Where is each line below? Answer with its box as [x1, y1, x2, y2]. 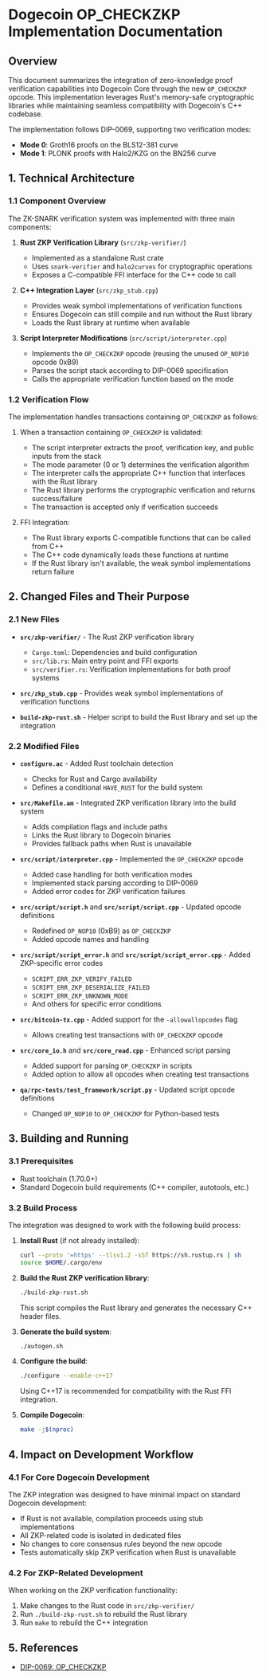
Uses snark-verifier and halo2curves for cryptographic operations [31, 261, 252, 271]
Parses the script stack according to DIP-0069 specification [31, 365, 229, 375]
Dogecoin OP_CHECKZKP [8, 6, 181, 24]
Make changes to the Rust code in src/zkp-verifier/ [19, 1601, 195, 1610]
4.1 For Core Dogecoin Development [8, 1472, 150, 1483]
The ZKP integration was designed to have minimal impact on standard [8, 1489, 241, 1499]
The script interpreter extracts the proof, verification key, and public [31, 442, 255, 452]
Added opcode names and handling [31, 934, 150, 943]
